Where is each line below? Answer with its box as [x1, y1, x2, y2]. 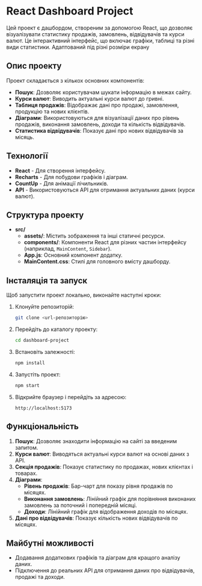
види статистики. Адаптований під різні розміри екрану [6, 43, 150, 51]
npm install [14, 360, 45, 366]
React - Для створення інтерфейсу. [14, 167, 106, 174]
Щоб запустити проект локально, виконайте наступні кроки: [6, 291, 161, 299]
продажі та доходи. [14, 573, 65, 581]
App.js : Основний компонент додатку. [23, 251, 123, 259]
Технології [6, 151, 48, 161]
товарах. [14, 469, 38, 477]
